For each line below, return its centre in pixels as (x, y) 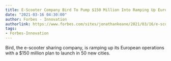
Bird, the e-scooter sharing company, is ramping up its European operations (85, 48)
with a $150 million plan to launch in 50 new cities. (58, 53)
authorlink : (18, 24)
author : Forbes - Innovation (36, 19)
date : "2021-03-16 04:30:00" (36, 15)
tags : (11, 29)
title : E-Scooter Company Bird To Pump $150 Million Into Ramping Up (81, 10)
